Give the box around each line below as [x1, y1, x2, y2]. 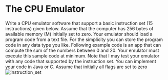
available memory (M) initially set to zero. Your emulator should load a [5, 31, 153, 37]
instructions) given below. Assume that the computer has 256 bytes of [5, 25, 154, 31]
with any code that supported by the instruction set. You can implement [5, 58, 156, 64]
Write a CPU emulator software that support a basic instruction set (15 [5, 20, 153, 26]
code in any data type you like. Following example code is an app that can [5, 42, 161, 48]
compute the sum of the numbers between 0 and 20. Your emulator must [5, 47, 159, 53]
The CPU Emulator [5, 3, 85, 15]
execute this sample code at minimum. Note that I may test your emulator [5, 52, 160, 59]
